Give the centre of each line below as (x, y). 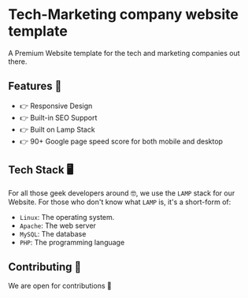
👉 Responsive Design (56, 106)
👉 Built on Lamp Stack (57, 129)
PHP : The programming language (72, 242)
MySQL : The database (53, 233)
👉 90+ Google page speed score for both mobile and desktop (121, 141)
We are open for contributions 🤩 (60, 286)
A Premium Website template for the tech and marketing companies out (124, 53)
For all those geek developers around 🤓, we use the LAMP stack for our (122, 193)
